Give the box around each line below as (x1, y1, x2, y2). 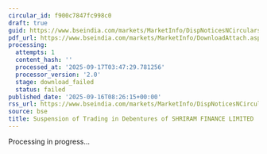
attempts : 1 (15, 48, 56, 56)
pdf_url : (8, 33, 37, 42)
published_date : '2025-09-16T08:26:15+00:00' (8, 93, 161, 101)
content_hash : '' (15, 56, 73, 64)
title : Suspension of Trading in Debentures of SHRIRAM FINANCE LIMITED (8, 115, 254, 123)
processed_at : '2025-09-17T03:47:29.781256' (15, 64, 165, 71)
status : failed (15, 85, 66, 94)
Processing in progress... (8, 137, 90, 146)
